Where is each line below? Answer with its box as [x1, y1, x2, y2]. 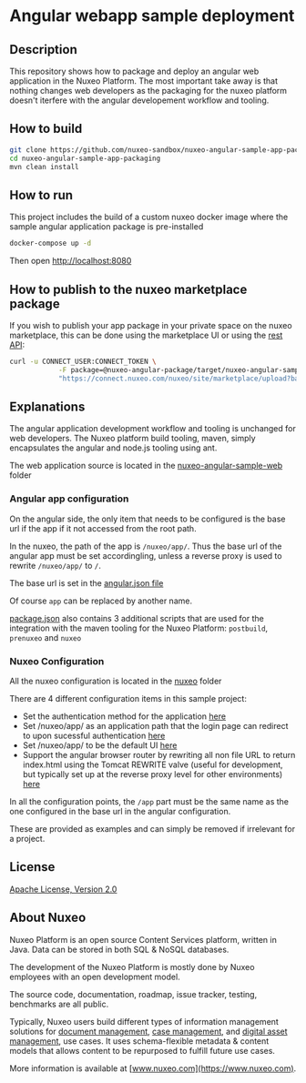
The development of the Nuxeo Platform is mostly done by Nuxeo [9, 961, 255, 972]
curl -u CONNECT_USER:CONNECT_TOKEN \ [9, 357, 157, 366]
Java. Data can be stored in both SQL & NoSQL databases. [9, 944, 229, 955]
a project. [9, 833, 46, 844]
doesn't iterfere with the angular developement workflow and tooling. [9, 95, 270, 106]
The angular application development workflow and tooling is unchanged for [9, 423, 296, 434]
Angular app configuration [9, 492, 129, 505]
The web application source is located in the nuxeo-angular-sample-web [9, 461, 283, 471]
